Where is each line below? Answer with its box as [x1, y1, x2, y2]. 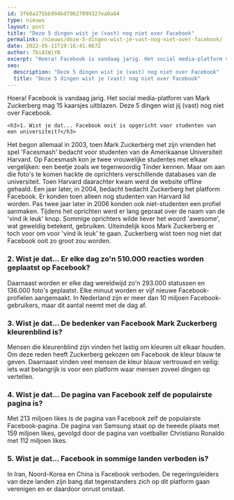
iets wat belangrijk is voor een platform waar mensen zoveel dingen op [7, 365, 210, 373]
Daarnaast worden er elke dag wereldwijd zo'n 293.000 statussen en [7, 279, 205, 287]
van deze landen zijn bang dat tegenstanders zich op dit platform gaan [7, 477, 210, 485]
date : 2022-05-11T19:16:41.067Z [7, 42, 101, 49]
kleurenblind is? [7, 327, 63, 336]
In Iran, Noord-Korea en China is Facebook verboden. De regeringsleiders [7, 469, 219, 478]
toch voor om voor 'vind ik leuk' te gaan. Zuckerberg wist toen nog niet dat [7, 229, 221, 237]
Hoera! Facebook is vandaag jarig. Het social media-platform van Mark [7, 94, 210, 102]
